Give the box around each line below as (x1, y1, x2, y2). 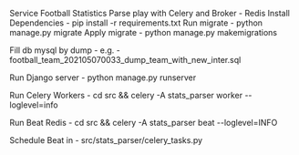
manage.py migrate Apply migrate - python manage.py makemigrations (9, 27, 278, 37)
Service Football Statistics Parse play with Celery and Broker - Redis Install (9, 8, 290, 18)
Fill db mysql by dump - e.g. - (9, 45, 120, 56)
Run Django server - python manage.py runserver (9, 72, 197, 83)
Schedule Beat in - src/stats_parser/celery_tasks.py (9, 135, 203, 145)
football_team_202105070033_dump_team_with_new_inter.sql (9, 55, 242, 65)
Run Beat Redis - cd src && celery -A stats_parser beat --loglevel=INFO (9, 118, 278, 128)
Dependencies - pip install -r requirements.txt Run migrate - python (9, 17, 263, 28)
